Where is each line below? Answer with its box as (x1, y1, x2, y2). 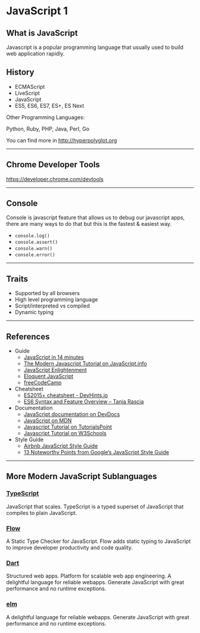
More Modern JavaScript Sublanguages (6, 471, 158, 482)
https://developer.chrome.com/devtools (6, 175, 104, 182)
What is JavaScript (6, 28, 79, 38)
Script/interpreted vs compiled (14, 302, 90, 309)
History (6, 67, 35, 77)
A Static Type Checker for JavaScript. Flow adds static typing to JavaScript (6, 538, 191, 545)
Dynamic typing (14, 309, 54, 316)
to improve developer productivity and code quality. (6, 544, 133, 551)
